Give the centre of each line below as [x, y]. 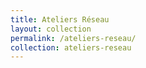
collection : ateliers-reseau [71, 47]
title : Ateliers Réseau [60, 19]
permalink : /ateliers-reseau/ [73, 38]
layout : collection [51, 29]
